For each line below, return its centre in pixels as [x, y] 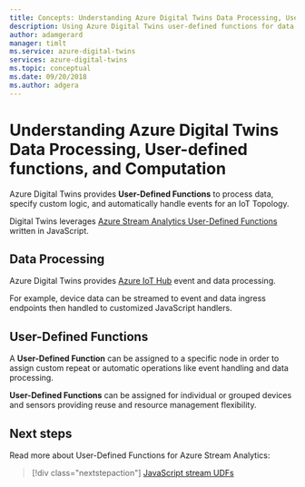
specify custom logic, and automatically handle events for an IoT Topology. [149, 203]
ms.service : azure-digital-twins [73, 52]
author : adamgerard [46, 34]
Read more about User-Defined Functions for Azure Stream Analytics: [140, 455]
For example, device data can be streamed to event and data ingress [138, 298]
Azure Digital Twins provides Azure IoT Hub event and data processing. [143, 281]
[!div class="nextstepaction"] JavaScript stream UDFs [133, 473]
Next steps [41, 433]
